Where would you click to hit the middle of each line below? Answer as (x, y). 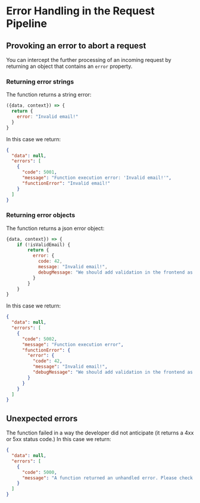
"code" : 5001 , (40, 172)
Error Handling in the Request (80, 11)
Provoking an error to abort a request (76, 46)
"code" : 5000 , (40, 472)
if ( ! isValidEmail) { (43, 245)
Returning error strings (40, 82)
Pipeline (27, 24)
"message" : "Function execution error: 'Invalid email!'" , (96, 178)
